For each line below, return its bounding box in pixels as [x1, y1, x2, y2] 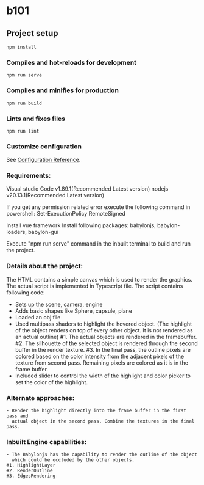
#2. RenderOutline [6, 468, 53, 474]
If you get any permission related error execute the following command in [6, 203, 191, 211]
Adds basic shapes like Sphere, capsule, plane [15, 307, 133, 315]
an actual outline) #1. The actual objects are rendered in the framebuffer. [15, 333, 197, 340]
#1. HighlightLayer [6, 462, 56, 469]
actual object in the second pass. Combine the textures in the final [12, 418, 195, 425]
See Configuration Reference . [6, 156, 81, 164]
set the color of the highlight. [15, 378, 88, 385]
